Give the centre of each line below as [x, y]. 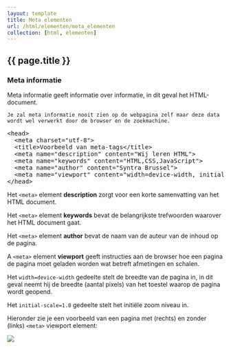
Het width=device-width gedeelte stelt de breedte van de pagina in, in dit [110, 277]
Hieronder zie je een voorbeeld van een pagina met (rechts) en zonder [107, 318]
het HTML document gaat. [44, 222]
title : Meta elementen [40, 20]
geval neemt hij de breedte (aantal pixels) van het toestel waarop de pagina [114, 284]
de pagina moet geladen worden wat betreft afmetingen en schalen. [103, 263]
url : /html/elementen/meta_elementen [61, 26]
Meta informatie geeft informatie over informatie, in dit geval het [98, 95]
